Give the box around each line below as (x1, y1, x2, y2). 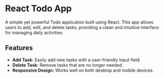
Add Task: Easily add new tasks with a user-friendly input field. (12, 57, 141, 63)
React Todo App (5, 3, 72, 14)
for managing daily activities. (5, 29, 64, 35)
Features (5, 44, 33, 52)
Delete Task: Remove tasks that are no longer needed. (12, 62, 123, 68)
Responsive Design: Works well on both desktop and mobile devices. (12, 67, 154, 73)
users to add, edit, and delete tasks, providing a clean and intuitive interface (5, 24, 159, 30)
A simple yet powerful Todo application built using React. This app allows (5, 19, 154, 25)
